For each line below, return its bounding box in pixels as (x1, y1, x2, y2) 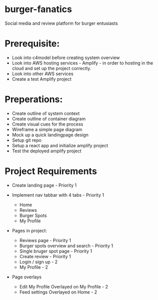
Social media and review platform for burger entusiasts (5, 20, 118, 26)
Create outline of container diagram (12, 115, 86, 122)
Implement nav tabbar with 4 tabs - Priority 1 (12, 192, 104, 198)
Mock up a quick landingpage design (12, 132, 89, 138)
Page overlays (12, 274, 42, 280)
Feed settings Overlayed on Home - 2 (19, 289, 97, 295)
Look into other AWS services (12, 71, 74, 77)
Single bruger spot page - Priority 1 (19, 248, 92, 254)
